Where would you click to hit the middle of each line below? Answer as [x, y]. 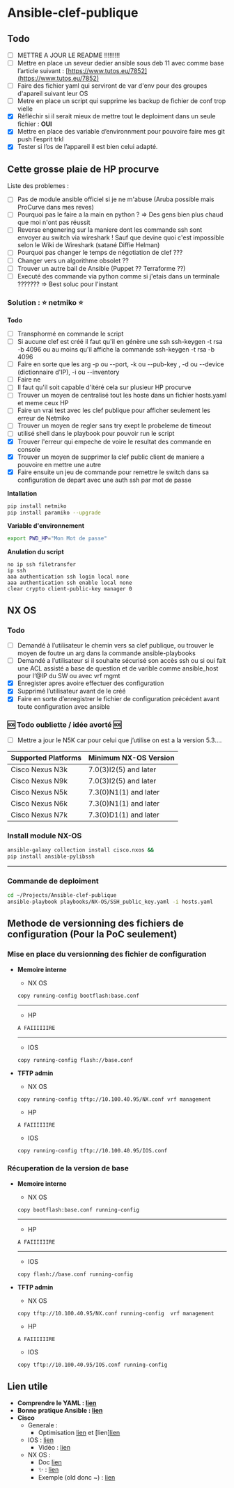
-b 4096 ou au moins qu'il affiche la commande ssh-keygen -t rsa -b [116, 350]
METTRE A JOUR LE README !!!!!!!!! [69, 55]
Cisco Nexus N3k [39, 769]
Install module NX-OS [45, 836]
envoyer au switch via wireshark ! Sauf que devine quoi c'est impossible [121, 237]
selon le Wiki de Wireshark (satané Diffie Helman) [88, 245]
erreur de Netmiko [44, 418]
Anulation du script [36, 552]
